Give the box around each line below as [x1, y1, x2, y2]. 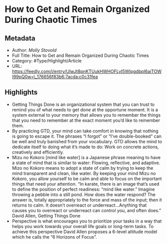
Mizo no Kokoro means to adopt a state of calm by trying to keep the [11, 165, 153, 171]
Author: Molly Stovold [11, 47, 57, 53]
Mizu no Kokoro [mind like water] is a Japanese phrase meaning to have [11, 154, 161, 160]
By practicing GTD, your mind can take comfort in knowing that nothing [11, 128, 158, 134]
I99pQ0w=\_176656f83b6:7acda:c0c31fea [11, 74, 98, 79]
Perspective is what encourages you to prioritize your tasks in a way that [11, 218, 162, 224]
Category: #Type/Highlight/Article [11, 58, 82, 63]
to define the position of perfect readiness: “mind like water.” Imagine [11, 186, 155, 192]
